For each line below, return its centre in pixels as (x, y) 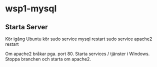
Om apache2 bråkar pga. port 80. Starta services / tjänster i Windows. (77, 54)
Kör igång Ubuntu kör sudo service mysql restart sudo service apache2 (79, 39)
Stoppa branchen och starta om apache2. (48, 59)
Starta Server (27, 27)
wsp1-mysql (31, 9)
